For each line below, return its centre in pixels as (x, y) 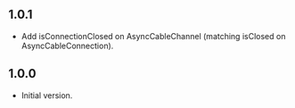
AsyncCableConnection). (67, 46)
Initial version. (47, 95)
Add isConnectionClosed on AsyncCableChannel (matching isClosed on (153, 36)
